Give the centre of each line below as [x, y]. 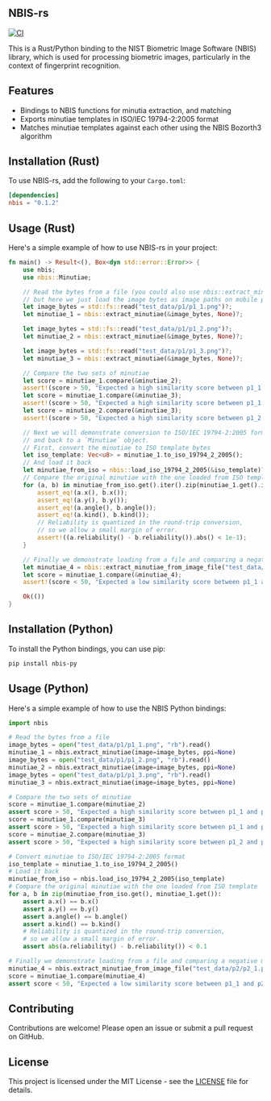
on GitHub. [26, 1036]
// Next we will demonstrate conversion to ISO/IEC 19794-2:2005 [135, 432]
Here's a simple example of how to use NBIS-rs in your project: [113, 248]
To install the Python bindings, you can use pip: [87, 649]
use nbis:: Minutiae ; [57, 277]
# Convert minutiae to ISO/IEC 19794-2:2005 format [97, 857]
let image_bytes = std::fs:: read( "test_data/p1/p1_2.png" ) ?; [127, 329]
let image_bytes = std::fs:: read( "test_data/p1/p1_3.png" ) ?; [127, 351]
